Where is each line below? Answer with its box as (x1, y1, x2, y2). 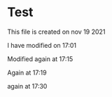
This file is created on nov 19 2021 (7, 27, 106, 36)
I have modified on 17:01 (7, 41, 77, 49)
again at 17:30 (7, 82, 48, 90)
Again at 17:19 (7, 68, 47, 77)
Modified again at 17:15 (7, 54, 73, 63)
